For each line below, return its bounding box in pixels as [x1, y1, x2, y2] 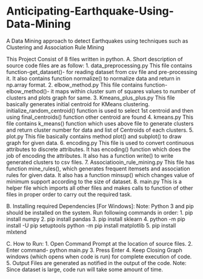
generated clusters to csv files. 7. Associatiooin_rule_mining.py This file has [6, 158, 195, 166]
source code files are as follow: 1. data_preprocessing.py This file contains [6, 62, 193, 69]
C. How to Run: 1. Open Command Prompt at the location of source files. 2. [6, 240, 193, 247]
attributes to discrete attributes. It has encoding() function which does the [6, 146, 191, 153]
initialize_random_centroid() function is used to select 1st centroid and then [6, 107, 194, 114]
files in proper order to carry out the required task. [6, 190, 132, 198]
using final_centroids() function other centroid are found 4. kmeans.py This [6, 113, 194, 121]
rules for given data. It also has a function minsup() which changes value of [6, 171, 195, 178]
